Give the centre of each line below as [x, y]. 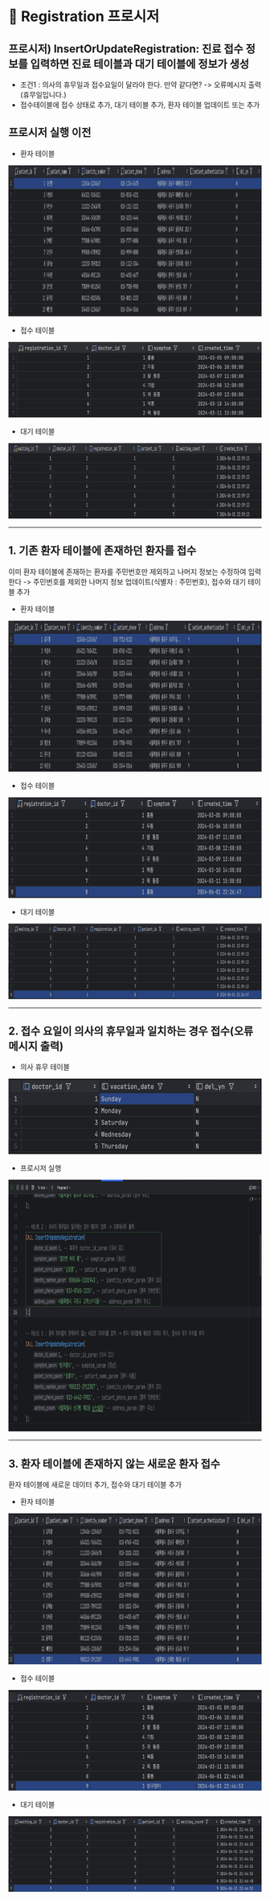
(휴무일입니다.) [43, 95]
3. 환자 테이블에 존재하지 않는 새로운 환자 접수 [115, 1463]
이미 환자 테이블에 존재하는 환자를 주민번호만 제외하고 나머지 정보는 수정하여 [127, 572]
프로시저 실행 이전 [50, 132]
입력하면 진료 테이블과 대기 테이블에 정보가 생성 [140, 64]
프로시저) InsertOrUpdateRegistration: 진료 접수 [126, 49]
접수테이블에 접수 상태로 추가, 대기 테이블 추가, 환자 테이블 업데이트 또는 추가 [140, 105]
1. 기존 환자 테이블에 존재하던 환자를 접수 [102, 551]
